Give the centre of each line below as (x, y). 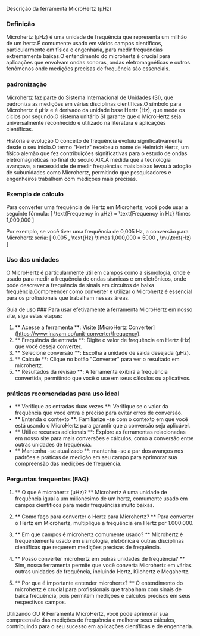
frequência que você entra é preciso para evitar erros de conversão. (99, 413)
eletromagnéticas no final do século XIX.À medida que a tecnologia (89, 159)
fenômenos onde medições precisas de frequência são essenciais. (88, 69)
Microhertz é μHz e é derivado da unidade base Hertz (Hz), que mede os (96, 110)
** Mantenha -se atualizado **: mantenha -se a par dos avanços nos (99, 451)
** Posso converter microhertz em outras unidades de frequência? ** (100, 558)
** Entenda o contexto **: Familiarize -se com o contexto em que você (101, 419)
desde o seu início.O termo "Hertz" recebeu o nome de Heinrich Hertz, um (98, 147)
